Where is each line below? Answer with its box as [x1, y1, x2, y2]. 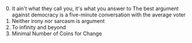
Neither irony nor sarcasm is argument [11, 18, 105, 24]
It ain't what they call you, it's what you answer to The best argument [11, 5, 179, 12]
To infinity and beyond [11, 24, 66, 31]
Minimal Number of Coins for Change [11, 30, 102, 37]
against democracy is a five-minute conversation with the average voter [11, 11, 186, 18]
